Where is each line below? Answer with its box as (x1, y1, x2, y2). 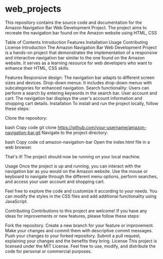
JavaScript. (5, 198, 28, 204)
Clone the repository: (5, 115, 48, 121)
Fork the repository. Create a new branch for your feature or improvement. (5, 222, 154, 228)
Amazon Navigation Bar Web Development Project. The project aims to (5, 24, 147, 30)
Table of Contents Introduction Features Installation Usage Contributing (5, 39, 148, 45)
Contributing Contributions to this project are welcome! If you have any (5, 208, 147, 214)
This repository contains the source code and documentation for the (5, 19, 142, 25)
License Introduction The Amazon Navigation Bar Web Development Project (5, 44, 157, 50)
